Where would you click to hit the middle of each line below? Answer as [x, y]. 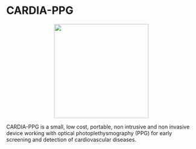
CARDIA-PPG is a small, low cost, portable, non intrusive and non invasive [98, 127]
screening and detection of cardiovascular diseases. [71, 139]
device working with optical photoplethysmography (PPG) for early [89, 133]
